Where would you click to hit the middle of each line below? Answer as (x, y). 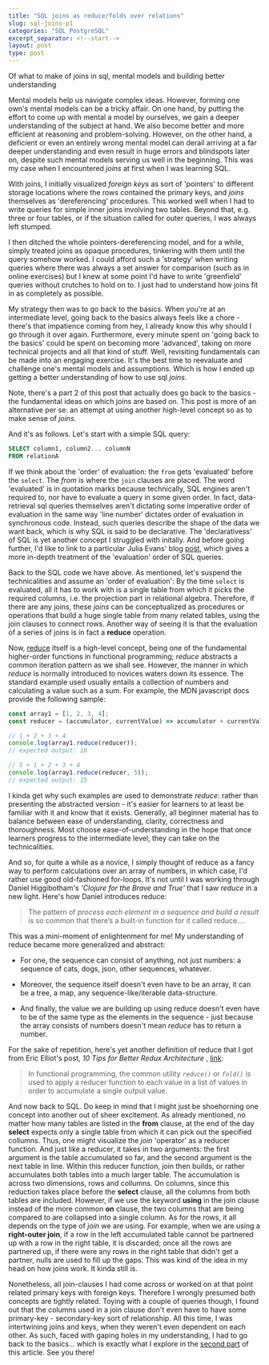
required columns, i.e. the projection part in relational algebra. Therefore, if (131, 598)
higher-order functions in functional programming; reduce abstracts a (123, 656)
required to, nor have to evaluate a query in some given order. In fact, (122, 497)
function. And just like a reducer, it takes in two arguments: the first (119, 1149)
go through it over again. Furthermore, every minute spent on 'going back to (134, 335)
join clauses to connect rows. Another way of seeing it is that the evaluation (133, 623)
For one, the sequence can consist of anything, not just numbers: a (130, 960)
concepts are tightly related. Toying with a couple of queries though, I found (133, 1301)
